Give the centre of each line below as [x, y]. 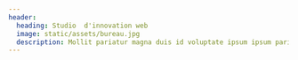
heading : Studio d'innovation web [82, 26]
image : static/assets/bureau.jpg [78, 34]
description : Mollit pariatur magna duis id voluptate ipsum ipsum [144, 42]
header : [23, 17]
